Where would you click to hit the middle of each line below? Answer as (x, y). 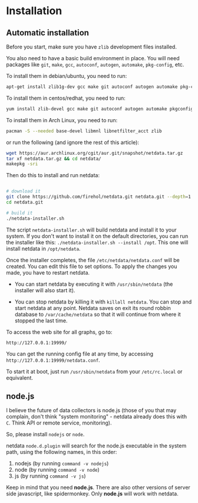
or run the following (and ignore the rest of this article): (73, 142)
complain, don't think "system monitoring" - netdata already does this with (97, 417)
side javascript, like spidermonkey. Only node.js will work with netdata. (92, 494)
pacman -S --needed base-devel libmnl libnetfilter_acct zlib (84, 131)
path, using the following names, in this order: (62, 452)
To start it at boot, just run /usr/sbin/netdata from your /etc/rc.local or (94, 371)
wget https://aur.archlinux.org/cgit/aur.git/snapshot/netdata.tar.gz (95, 153)
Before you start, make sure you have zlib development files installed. (91, 47)
